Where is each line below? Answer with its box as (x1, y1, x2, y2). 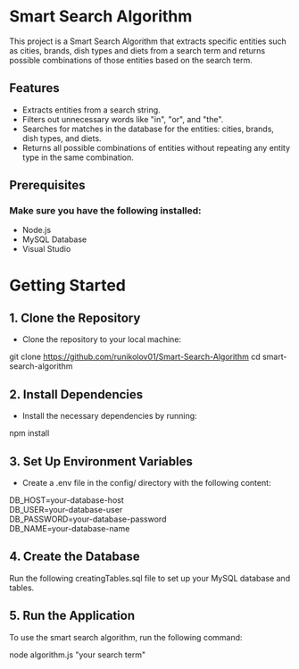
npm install (9, 428, 50, 439)
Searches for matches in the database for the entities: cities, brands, (21, 123, 275, 134)
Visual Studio (21, 244, 71, 255)
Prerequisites (9, 178, 86, 193)
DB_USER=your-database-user (9, 505, 123, 515)
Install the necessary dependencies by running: (21, 411, 198, 422)
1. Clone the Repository (9, 311, 141, 326)
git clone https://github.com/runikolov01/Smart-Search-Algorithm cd (9, 351, 261, 363)
